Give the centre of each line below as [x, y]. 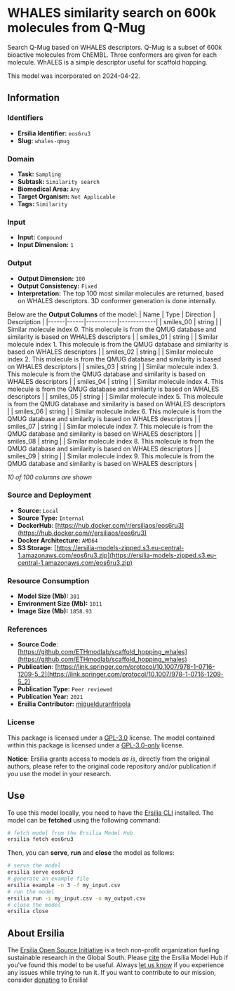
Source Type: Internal [51, 518]
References [27, 630]
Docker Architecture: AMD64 [58, 540]
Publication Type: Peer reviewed [65, 689]
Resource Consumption [48, 580]
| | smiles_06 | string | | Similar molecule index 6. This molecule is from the [115, 411]
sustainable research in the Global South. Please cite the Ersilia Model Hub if [118, 958]
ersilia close [28, 911]
